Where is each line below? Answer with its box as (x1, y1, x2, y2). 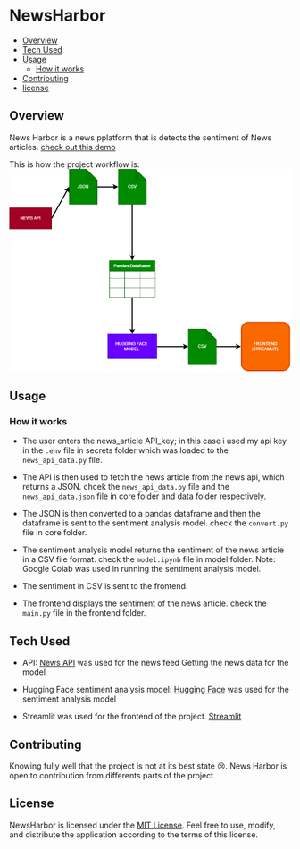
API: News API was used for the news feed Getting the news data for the (21, 658, 289, 668)
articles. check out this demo (9, 141, 116, 152)
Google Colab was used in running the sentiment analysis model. (21, 564, 262, 575)
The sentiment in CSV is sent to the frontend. (21, 581, 188, 592)
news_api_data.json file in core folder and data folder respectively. (21, 491, 267, 501)
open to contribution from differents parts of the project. (9, 770, 216, 781)
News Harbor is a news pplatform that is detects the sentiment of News (9, 131, 272, 143)
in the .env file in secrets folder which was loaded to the (21, 445, 229, 456)
